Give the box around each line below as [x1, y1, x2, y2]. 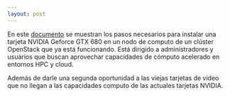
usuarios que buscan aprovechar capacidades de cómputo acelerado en [7, 52, 220, 61]
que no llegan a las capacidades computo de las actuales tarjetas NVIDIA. [7, 81, 224, 89]
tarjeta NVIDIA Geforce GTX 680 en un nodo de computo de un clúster [7, 37, 214, 46]
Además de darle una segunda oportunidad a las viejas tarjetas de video [7, 74, 219, 82]
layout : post [7, 10, 46, 18]
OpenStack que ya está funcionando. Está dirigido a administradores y [7, 45, 214, 53]
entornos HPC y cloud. [7, 59, 74, 68]
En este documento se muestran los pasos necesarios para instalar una [7, 30, 217, 38]
